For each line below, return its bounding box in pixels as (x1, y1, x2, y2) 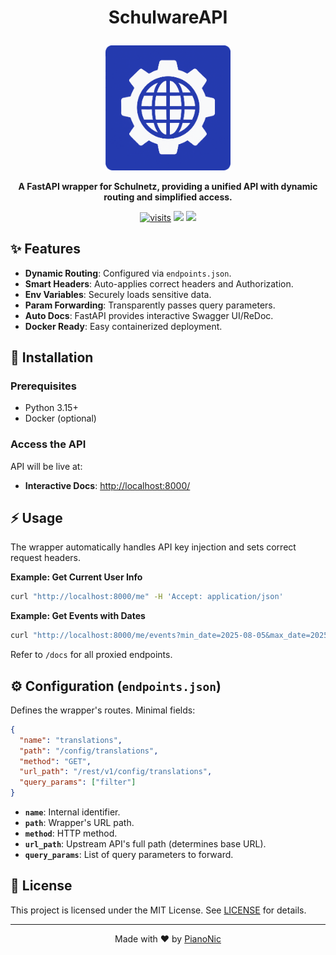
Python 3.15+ (24, 402, 79, 414)
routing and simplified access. (103, 191, 233, 203)
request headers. (10, 552, 81, 564)
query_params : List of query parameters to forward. (24, 849, 234, 861)
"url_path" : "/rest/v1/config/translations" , (19, 767, 213, 777)
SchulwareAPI (108, 6, 228, 29)
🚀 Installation (10, 349, 94, 366)
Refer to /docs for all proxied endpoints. (10, 649, 173, 661)
